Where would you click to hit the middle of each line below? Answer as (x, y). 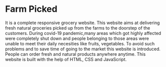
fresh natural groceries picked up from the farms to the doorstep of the (78, 28)
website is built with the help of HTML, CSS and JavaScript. (66, 59)
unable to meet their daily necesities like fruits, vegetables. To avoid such (80, 43)
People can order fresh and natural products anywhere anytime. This (76, 54)
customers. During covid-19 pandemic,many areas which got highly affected (83, 33)
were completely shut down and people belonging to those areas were (77, 38)
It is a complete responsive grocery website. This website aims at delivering (83, 23)
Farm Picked (31, 9)
